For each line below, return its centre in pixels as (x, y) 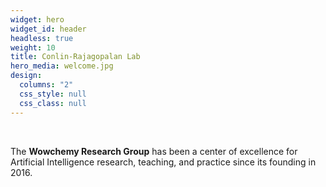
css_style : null (53, 94)
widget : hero (37, 19)
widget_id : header (48, 29)
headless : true (42, 38)
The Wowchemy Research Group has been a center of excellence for (154, 151)
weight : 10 (33, 47)
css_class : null (53, 103)
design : (26, 76)
